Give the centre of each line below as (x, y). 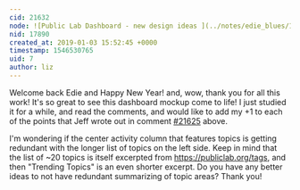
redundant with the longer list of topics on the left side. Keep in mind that (143, 147)
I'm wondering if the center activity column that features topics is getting (143, 138)
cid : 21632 (29, 17)
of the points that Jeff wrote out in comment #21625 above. (119, 120)
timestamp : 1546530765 (51, 51)
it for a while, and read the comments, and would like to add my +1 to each (146, 112)
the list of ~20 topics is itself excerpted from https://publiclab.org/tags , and (148, 157)
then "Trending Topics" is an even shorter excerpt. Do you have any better (146, 167)
